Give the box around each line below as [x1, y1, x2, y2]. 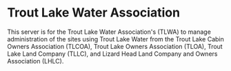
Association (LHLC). [7, 57, 64, 65]
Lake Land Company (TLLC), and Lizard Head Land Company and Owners [7, 50, 218, 58]
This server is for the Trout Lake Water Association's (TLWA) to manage [7, 28, 212, 36]
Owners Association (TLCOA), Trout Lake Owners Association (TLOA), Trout [7, 42, 223, 50]
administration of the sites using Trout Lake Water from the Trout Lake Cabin [7, 34, 224, 43]
